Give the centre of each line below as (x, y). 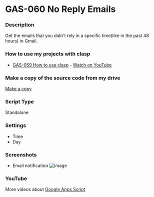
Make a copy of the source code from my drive (63, 77)
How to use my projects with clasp (48, 54)
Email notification (30, 165)
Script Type (19, 102)
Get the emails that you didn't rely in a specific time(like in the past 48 (77, 35)
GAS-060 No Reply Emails (60, 9)
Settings (16, 125)
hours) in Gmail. (21, 41)
